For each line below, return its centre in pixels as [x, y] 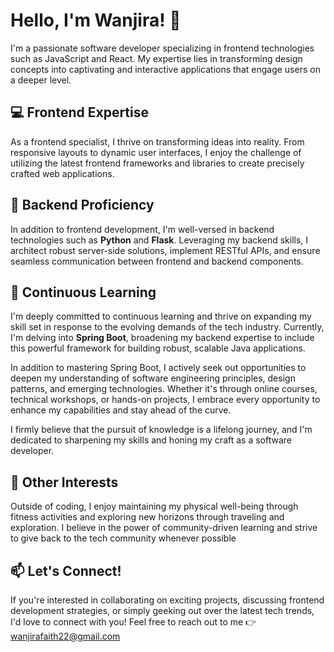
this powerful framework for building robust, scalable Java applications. [158, 348]
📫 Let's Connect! [66, 570]
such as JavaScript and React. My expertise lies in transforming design [156, 58]
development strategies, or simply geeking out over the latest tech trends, [162, 610]
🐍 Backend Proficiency [82, 205]
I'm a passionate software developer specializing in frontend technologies [162, 48]
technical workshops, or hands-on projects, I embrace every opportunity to [165, 400]
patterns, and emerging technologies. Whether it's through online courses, [164, 389]
